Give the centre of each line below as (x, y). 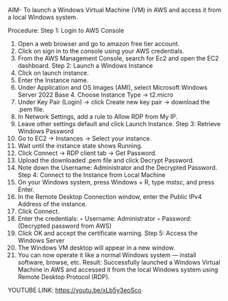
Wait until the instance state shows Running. (80, 146)
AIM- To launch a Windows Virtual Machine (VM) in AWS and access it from (115, 10)
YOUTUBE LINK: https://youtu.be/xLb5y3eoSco (75, 290)
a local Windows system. (43, 17)
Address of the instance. (52, 204)
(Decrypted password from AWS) (65, 226)
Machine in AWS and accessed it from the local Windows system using (118, 269)
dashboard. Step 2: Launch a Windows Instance (85, 65)
